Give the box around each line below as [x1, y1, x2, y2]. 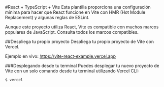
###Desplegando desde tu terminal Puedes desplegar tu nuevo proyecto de [5, 63, 160, 68]
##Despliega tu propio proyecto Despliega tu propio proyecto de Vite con [5, 39, 154, 44]
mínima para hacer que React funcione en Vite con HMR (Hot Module [5, 9, 146, 15]
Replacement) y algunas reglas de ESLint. [5, 15, 90, 20]
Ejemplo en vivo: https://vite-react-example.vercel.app [5, 53, 116, 59]
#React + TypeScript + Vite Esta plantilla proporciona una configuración [5, 4, 151, 10]
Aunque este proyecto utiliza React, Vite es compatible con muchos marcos [5, 24, 159, 30]
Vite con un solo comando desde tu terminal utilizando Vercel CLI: [5, 68, 139, 74]
